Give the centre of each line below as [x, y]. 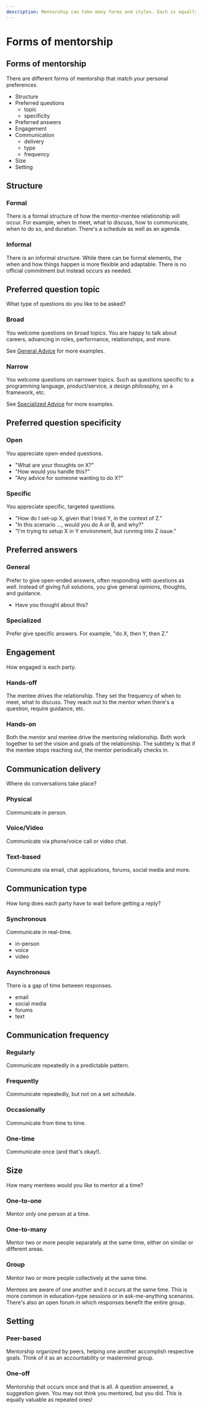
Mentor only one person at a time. [48, 1214]
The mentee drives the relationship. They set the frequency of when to [94, 696]
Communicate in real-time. [39, 932]
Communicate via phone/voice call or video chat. [67, 841]
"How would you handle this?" [52, 471]
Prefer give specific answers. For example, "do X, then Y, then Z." [87, 633]
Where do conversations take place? [52, 784]
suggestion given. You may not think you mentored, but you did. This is [94, 1393]
